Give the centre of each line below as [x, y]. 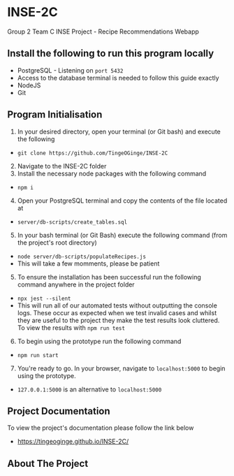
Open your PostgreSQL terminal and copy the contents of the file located [122, 201]
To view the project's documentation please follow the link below [101, 428]
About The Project [48, 463]
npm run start [38, 355]
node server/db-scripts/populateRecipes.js [82, 257]
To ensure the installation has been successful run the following [109, 277]
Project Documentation [59, 411]
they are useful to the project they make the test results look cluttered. [118, 320]
